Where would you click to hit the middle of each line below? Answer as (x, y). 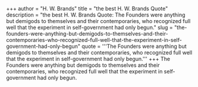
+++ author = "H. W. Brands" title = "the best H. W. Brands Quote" (87, 9)
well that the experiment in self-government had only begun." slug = (90, 27)
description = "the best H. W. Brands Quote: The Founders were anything (96, 15)
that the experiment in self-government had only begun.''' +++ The (88, 59)
